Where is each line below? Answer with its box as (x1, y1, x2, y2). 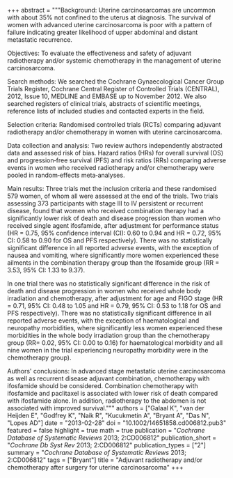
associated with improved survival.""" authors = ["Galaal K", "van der (7, 404, 205, 412)
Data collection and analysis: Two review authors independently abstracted (7, 141, 223, 149)
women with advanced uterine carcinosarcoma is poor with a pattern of (7, 21, 212, 29)
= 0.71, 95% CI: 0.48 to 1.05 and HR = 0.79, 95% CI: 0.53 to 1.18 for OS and (7, 302, 221, 309)
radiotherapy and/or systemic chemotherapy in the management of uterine (7, 56, 221, 65)
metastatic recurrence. (7, 36, 73, 44)
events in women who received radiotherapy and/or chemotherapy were (7, 164, 214, 171)
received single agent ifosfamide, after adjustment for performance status (7, 222, 219, 229)
